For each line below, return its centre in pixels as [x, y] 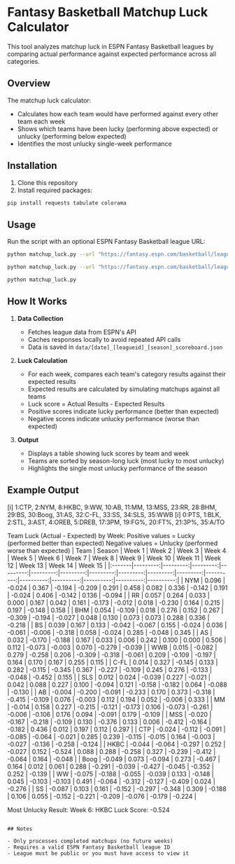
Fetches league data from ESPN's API [82, 332]
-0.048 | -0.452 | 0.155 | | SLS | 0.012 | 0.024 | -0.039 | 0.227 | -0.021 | [109, 677]
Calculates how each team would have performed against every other [118, 114]
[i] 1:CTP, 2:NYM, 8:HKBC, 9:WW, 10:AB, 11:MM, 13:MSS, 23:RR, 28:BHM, [112, 507]
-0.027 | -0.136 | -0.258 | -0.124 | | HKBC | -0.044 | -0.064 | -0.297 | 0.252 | [116, 744]
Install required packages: [55, 190]
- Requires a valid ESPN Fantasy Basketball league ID [89, 847]
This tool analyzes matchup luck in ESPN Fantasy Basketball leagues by [111, 46]
